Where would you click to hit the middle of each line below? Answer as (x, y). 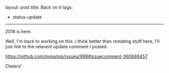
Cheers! (13, 66)
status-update (27, 17)
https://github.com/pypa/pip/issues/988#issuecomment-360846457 (76, 56)
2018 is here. (19, 31)
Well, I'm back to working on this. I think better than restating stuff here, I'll (82, 41)
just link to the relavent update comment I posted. (57, 47)
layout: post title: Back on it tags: (39, 7)
